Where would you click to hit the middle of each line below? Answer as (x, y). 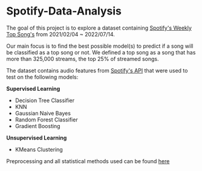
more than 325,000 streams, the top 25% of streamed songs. (83, 59)
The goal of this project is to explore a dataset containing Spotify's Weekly (99, 28)
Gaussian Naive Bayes (43, 113)
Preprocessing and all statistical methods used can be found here (88, 161)
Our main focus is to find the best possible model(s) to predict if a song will (100, 46)
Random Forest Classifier (46, 120)
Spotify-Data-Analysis (64, 11)
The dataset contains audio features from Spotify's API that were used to (97, 70)
